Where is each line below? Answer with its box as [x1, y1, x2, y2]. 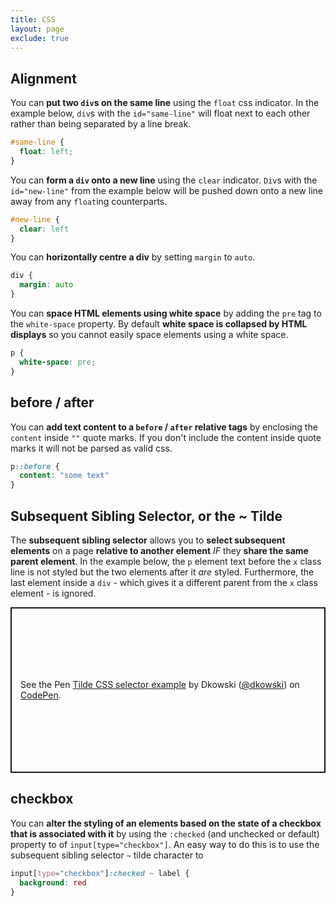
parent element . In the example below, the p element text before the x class [10, 555, 322, 567]
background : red [19, 877, 87, 888]
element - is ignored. [10, 587, 97, 599]
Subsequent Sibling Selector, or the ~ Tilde [10, 507, 283, 525]
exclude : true [10, 33, 70, 43]
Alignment [10, 70, 77, 87]
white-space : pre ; [19, 357, 97, 367]
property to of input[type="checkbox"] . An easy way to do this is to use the [10, 838, 320, 850]
